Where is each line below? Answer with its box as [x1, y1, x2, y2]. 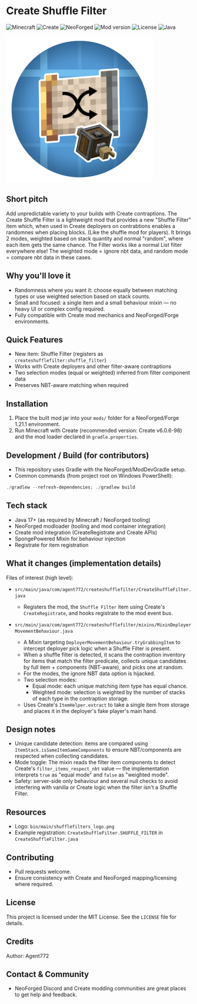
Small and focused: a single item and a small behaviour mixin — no [14, 299, 176, 306]
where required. [14, 880, 54, 887]
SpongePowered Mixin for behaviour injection [14, 535, 126, 542]
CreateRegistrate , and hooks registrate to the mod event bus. [23, 609, 173, 616]
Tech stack [6, 501, 48, 511]
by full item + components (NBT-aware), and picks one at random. [23, 663, 184, 671]
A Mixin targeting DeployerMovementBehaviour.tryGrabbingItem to [23, 638, 181, 646]
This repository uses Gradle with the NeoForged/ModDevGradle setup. [14, 466, 186, 473]
